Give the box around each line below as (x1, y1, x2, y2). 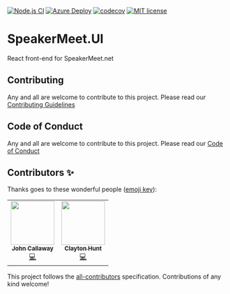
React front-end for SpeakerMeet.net (7, 54, 114, 62)
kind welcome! (7, 280, 49, 288)
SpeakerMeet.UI (7, 31, 104, 47)
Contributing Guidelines (7, 100, 75, 108)
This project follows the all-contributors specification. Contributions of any (7, 272, 222, 281)
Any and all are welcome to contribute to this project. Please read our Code (7, 139, 223, 147)
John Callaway (11, 244, 54, 253)
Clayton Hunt (64, 244, 102, 253)
